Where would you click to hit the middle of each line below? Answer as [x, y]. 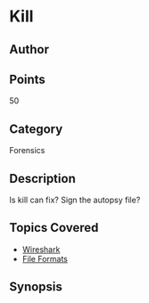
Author [29, 49]
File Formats [45, 258]
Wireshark [41, 249]
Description [42, 179]
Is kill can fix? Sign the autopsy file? [75, 200]
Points [28, 79]
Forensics [27, 151]
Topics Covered [54, 228]
